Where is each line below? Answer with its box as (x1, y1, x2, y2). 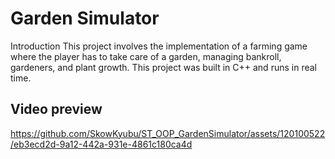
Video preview (10, 101, 103, 118)
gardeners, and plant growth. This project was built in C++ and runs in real (10, 61, 317, 73)
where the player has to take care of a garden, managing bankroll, (10, 50, 282, 62)
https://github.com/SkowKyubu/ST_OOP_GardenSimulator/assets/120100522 (10, 127, 326, 139)
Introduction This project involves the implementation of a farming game (10, 40, 308, 52)
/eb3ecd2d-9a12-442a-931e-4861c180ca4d (10, 138, 193, 150)
